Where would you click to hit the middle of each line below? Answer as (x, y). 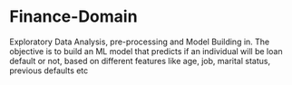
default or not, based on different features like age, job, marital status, (140, 61)
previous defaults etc (49, 71)
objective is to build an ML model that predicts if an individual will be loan (146, 51)
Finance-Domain (73, 17)
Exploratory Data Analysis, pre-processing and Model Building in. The (140, 42)
